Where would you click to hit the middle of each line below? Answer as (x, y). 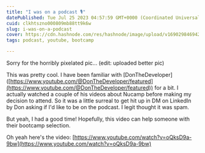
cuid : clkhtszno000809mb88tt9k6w (49, 23)
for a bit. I (167, 88)
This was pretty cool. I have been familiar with (64, 75)
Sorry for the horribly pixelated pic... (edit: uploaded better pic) (85, 63)
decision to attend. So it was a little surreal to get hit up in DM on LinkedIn (99, 101)
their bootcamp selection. (38, 125)
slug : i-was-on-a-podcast (39, 29)
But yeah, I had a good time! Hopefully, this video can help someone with (98, 119)
